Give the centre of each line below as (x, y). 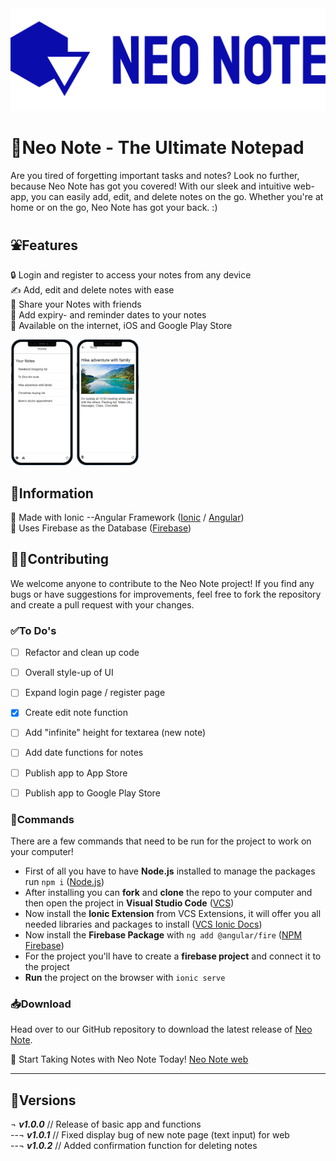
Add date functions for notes (84, 753)
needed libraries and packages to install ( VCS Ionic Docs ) (143, 924)
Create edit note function (76, 713)
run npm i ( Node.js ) (64, 881)
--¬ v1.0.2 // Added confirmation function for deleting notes (134, 1146)
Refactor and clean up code (82, 653)
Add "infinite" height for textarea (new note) (115, 733)
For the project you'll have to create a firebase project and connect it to (173, 956)
